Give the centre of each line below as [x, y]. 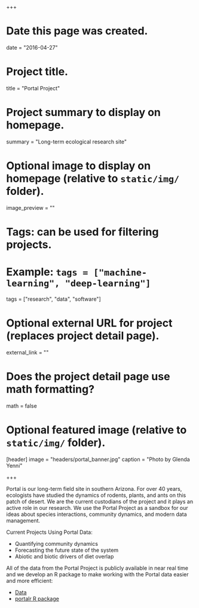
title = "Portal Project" [33, 88]
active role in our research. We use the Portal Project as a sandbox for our [97, 508]
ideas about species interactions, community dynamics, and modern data [97, 514]
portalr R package [37, 598]
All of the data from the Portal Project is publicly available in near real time [97, 568]
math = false [22, 406]
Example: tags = [47, 272]
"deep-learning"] [108, 284]
